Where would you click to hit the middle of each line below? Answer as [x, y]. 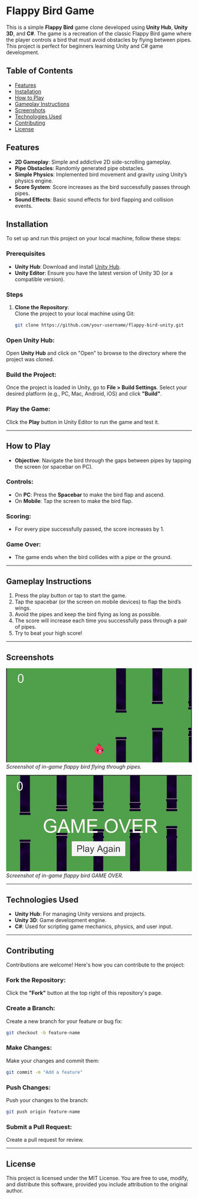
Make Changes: [29, 1048]
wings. [23, 608]
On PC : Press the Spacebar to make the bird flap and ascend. [90, 495]
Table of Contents [40, 71]
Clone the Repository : [42, 307]
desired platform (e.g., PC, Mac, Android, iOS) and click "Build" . [84, 394]
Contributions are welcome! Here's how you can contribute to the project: [95, 965]
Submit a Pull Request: [39, 1127]
